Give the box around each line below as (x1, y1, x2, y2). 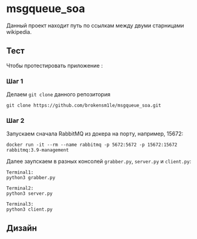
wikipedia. (6, 28, 32, 35)
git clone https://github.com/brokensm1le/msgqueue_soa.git (6, 102, 162, 109)
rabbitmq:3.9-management (6, 147, 69, 153)
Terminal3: (6, 201, 34, 208)
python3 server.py (6, 191, 53, 197)
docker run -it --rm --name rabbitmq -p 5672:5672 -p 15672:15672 (6, 142, 178, 148)
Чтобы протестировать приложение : (6, 62, 103, 69)
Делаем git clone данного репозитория (6, 91, 111, 98)
